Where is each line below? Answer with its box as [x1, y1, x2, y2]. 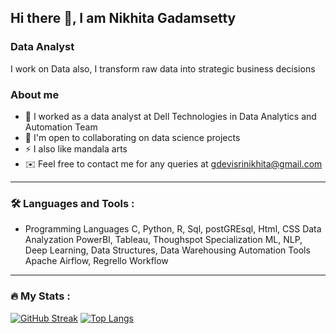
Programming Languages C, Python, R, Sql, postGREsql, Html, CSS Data [24, 223, 322, 235]
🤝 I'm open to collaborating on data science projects [24, 131, 241, 143]
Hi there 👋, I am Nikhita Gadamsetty [10, 10, 237, 27]
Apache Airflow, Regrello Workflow [24, 255, 169, 267]
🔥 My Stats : [10, 289, 71, 303]
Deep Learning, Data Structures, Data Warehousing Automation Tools [24, 244, 311, 256]
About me [10, 87, 60, 101]
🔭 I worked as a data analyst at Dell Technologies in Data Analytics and [24, 110, 317, 122]
